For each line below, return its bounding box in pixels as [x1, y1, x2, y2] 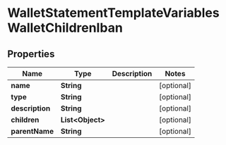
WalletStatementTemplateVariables [7, 5, 220, 21]
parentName [11, 127, 54, 136]
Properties [7, 48, 55, 60]
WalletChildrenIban [7, 20, 124, 36]
